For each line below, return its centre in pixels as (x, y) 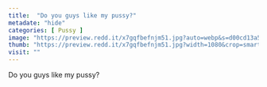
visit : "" (25, 52)
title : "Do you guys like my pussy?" (72, 15)
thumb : (19, 45)
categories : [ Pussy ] (46, 30)
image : (19, 38)
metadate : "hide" (37, 23)
